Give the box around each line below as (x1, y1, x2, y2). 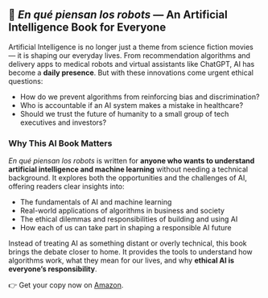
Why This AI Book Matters (8, 138, 113, 149)
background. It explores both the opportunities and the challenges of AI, (8, 173, 248, 183)
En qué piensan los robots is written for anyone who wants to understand (8, 156, 255, 166)
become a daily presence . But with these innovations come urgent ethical (8, 68, 254, 77)
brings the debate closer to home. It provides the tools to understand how (8, 247, 254, 257)
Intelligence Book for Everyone (8, 21, 167, 35)
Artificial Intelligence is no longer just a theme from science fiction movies (8, 42, 254, 52)
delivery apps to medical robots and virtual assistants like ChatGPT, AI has (8, 59, 255, 68)
